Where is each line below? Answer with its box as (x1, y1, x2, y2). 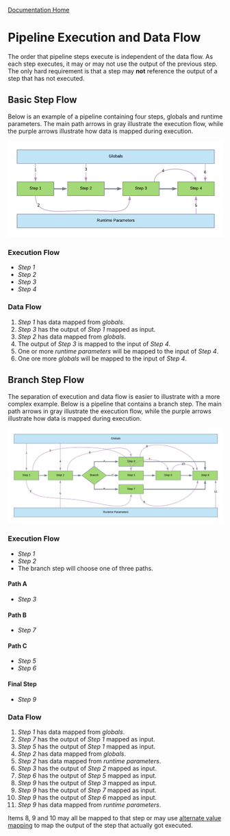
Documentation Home (8, 6, 70, 14)
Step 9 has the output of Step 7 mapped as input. (17, 786, 157, 794)
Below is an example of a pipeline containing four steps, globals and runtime (8, 112, 223, 121)
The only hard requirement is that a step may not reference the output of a (8, 66, 218, 75)
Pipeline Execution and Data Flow (8, 30, 201, 45)
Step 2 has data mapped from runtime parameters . (17, 757, 162, 765)
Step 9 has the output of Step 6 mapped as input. (17, 793, 157, 801)
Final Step (8, 680, 37, 688)
